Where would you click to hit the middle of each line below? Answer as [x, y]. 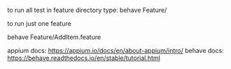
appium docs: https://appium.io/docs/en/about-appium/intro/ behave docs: [115, 51]
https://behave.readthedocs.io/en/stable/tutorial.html [84, 58]
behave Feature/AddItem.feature [54, 37]
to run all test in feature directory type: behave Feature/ [87, 10]
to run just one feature [39, 23]
